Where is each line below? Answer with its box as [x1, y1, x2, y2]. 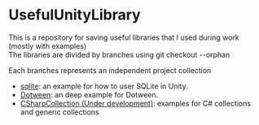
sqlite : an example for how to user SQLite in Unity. [20, 81, 189, 91]
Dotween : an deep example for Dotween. [20, 89, 159, 99]
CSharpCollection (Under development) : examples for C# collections [20, 98, 251, 108]
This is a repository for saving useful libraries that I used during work [8, 32, 239, 42]
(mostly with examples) [8, 41, 87, 50]
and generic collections [20, 107, 99, 117]
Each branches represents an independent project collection [8, 65, 212, 75]
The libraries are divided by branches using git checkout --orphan [8, 50, 230, 59]
